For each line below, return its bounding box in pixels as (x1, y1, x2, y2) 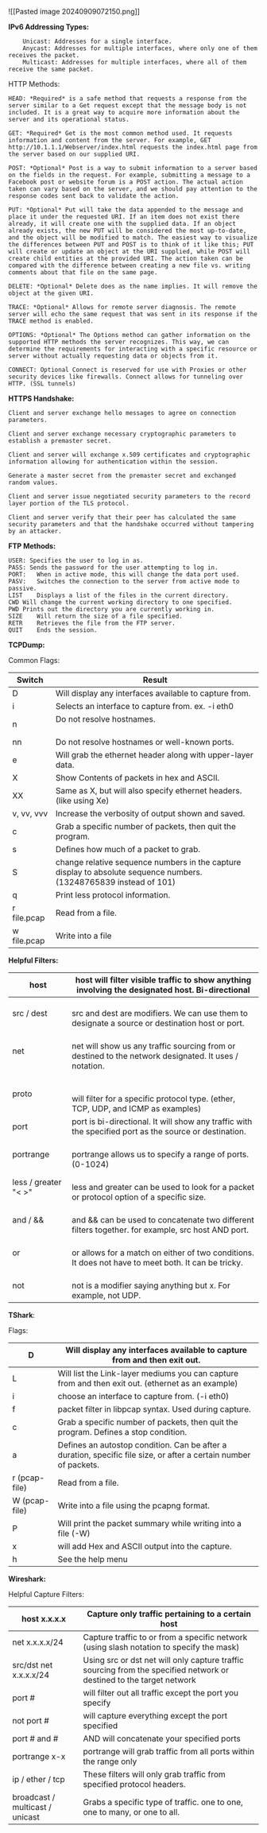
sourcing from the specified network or (83, 1664, 229, 1676)
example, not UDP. (71, 1290, 141, 1300)
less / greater (12, 1176, 62, 1188)
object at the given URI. (8, 289, 94, 297)
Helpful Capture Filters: (8, 1590, 85, 1599)
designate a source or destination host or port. (71, 1017, 245, 1029)
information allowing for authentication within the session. (8, 458, 219, 466)
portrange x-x (12, 1751, 66, 1761)
